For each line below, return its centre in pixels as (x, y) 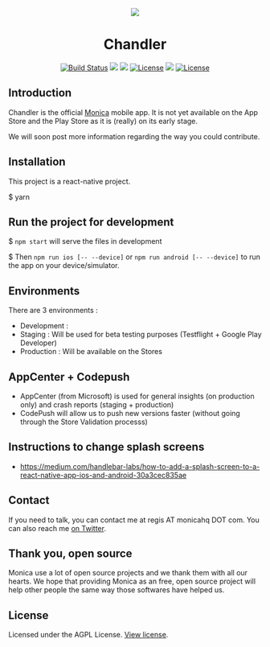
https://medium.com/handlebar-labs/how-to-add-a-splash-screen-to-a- (140, 466)
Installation (37, 162)
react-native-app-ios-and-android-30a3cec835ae (103, 475)
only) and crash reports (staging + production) (97, 405)
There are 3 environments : (53, 311)
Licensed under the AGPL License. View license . (88, 635)
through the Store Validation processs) (84, 422)
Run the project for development (91, 222)
